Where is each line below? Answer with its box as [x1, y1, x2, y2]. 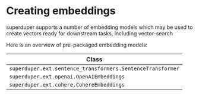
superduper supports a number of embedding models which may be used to [6, 24, 193, 31]
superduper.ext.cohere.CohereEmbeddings [9, 81, 125, 88]
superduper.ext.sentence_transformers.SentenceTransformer [9, 65, 180, 72]
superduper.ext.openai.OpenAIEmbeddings [9, 73, 125, 80]
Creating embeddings [6, 4, 116, 18]
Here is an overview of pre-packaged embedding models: [6, 41, 148, 48]
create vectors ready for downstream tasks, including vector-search [6, 29, 173, 37]
